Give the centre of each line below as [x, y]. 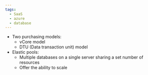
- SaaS [16, 14]
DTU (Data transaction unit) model [54, 47]
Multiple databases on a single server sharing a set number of [81, 57]
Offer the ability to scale [43, 68]
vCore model [32, 42]
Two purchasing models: [37, 37]
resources [29, 62]
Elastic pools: [25, 52]
